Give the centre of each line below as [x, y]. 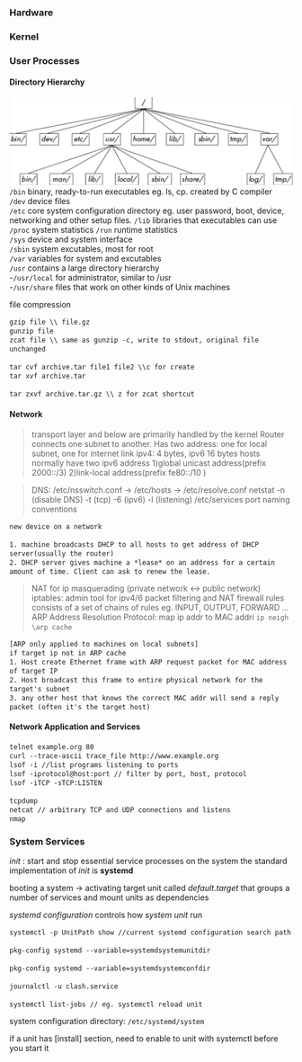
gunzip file [31, 331]
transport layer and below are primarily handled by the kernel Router [158, 434]
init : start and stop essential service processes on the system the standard [148, 861]
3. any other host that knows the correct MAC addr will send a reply [144, 698]
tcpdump [24, 801]
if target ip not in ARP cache [68, 653]
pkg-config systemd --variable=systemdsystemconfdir [110, 968]
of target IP [34, 671]
